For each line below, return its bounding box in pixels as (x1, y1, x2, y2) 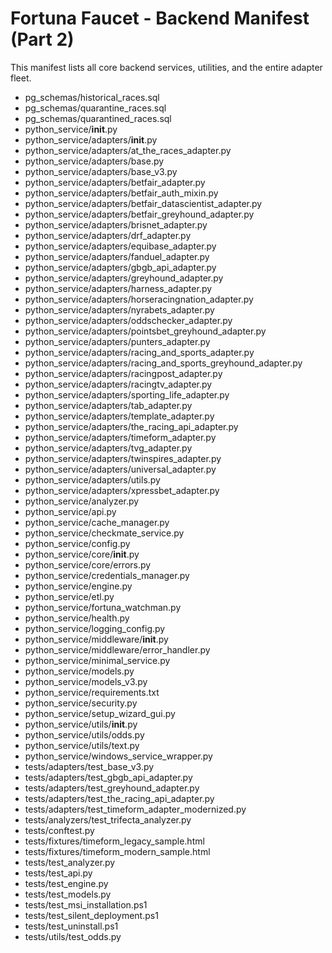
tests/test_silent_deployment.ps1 (24, 909, 159, 921)
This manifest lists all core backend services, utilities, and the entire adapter (10, 61, 323, 73)
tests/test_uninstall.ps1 (24, 920, 119, 932)
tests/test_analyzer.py (24, 856, 116, 868)
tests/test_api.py (24, 867, 93, 879)
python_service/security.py (24, 697, 138, 709)
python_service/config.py (24, 537, 131, 549)
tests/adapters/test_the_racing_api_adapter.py (24, 792, 215, 804)
